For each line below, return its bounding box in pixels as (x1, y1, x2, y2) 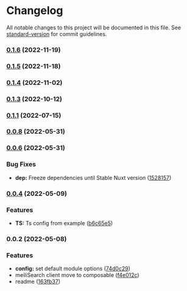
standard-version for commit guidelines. (6, 30, 107, 37)
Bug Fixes (6, 160, 37, 168)
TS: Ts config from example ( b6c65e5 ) (15, 219, 113, 226)
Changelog (6, 4, 63, 18)
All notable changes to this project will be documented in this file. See (6, 24, 182, 31)
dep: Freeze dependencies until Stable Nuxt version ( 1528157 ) (15, 174, 172, 181)
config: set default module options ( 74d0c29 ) (15, 265, 131, 272)
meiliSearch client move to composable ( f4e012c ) (15, 271, 139, 279)
